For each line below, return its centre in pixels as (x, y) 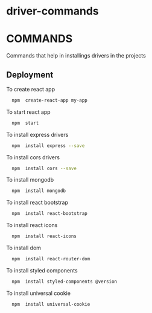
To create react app (31, 89)
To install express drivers (37, 134)
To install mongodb (30, 180)
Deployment (30, 75)
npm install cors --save (44, 168)
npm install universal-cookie (51, 304)
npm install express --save (48, 146)
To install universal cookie (39, 293)
